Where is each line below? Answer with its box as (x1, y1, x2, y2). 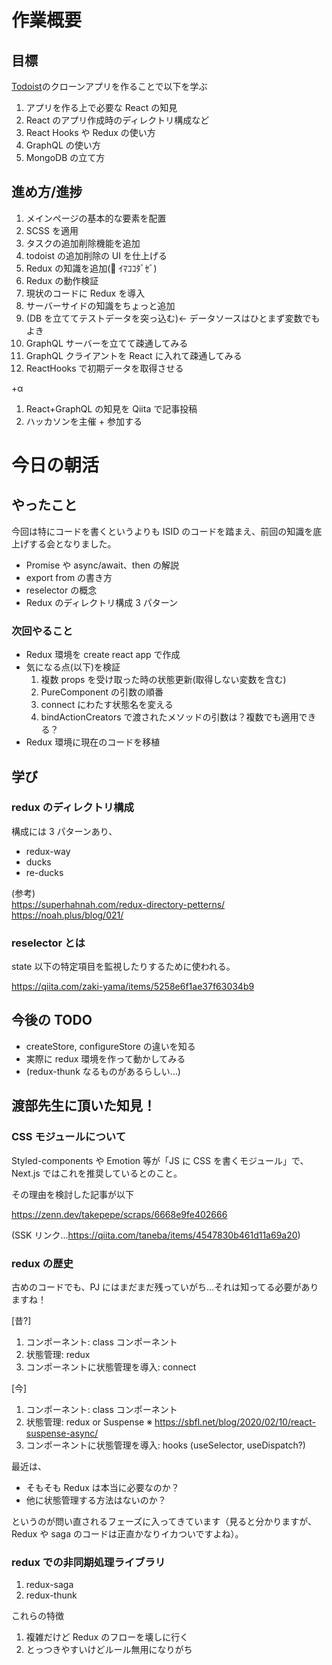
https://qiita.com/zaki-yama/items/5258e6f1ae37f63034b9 (11, 981, 255, 993)
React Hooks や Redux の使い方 (25, 127, 156, 138)
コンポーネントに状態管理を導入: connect (25, 1361, 197, 1373)
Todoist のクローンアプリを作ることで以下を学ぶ (11, 81, 208, 92)
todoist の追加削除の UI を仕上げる (25, 249, 168, 261)
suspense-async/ (25, 1427, 99, 1439)
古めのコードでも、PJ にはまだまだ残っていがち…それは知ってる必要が (11, 1281, 302, 1293)
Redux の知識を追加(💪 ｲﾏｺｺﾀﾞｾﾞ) (25, 262, 158, 274)
